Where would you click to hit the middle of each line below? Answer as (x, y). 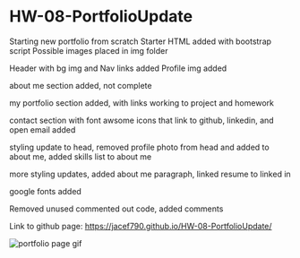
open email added (43, 129)
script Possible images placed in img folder (89, 50)
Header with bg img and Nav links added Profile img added (118, 68)
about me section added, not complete (81, 85)
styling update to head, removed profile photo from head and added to (140, 147)
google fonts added (46, 191)
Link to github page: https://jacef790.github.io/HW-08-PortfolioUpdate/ (141, 226)
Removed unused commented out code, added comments (116, 209)
